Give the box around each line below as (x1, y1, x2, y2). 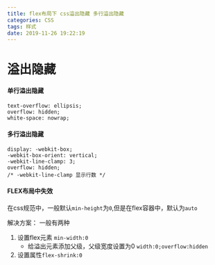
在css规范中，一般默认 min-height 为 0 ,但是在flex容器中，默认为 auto (7, 204, 198, 212)
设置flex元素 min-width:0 (17, 234, 89, 242)
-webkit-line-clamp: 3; (7, 158, 76, 165)
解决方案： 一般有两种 (7, 218, 70, 227)
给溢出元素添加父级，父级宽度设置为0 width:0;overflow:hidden (27, 242, 209, 250)
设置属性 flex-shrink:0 (17, 251, 83, 259)
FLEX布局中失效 (7, 187, 53, 195)
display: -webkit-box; (7, 145, 73, 153)
